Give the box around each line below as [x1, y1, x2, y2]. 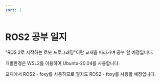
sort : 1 [5, 7, 22, 13]
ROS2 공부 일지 [5, 31, 67, 43]
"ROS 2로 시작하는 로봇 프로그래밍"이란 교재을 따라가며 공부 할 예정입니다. [5, 49, 154, 55]
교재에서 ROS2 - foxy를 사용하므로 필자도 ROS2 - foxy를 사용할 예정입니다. [5, 71, 156, 77]
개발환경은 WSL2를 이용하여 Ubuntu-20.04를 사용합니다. [5, 60, 120, 66]
